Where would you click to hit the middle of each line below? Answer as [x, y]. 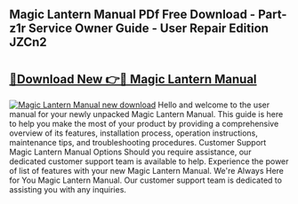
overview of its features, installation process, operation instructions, [133, 133]
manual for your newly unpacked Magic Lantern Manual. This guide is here [146, 114]
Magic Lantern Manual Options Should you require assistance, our [130, 152]
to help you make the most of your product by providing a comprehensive [144, 124]
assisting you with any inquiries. [68, 189]
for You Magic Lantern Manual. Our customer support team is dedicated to [146, 180]
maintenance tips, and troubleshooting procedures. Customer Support [138, 142]
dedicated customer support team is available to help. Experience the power [149, 161]
